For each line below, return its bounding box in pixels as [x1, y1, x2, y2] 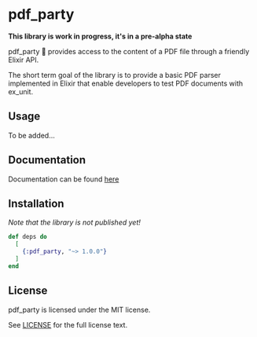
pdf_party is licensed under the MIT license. [8, 305, 151, 314]
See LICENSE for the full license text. [8, 320, 128, 329]
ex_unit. [8, 86, 34, 96]
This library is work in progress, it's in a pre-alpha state [8, 31, 193, 41]
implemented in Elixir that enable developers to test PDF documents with [8, 79, 244, 88]
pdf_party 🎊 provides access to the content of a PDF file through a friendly [8, 46, 250, 56]
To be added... [8, 130, 55, 140]
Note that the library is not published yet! [8, 218, 141, 227]
